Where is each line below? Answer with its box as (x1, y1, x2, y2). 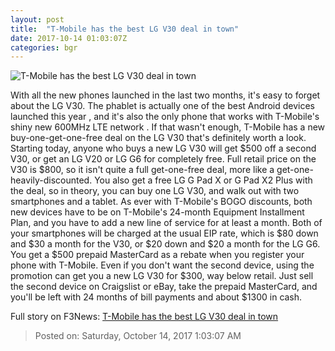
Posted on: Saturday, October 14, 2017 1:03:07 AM (34, 330, 242, 342)
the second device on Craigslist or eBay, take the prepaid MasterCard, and (10, 281, 318, 293)
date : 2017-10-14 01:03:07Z (10, 33, 128, 43)
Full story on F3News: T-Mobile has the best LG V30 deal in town (10, 311, 279, 323)
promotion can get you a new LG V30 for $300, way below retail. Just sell (10, 270, 314, 282)
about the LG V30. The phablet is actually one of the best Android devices (10, 100, 315, 112)
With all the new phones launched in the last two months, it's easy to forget (10, 89, 321, 101)
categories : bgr (10, 42, 78, 53)
